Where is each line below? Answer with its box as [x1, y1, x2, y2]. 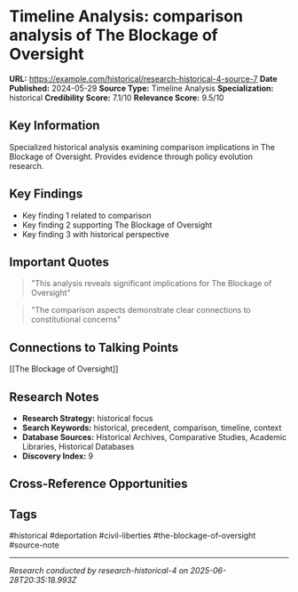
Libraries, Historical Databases [21, 442, 135, 452]
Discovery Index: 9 [21, 451, 94, 461]
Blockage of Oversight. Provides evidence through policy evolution [9, 151, 254, 162]
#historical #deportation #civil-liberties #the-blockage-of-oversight [9, 531, 256, 541]
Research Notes [9, 389, 99, 404]
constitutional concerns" [30, 314, 122, 325]
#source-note [9, 540, 59, 550]
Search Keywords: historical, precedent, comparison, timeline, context [21, 422, 282, 433]
